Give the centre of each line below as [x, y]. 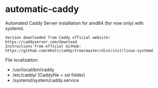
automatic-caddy [42, 9]
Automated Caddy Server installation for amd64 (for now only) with [74, 23]
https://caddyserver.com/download [41, 42]
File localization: [22, 60]
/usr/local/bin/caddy [33, 69]
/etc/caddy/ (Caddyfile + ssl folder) [49, 75]
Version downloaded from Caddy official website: [58, 37]
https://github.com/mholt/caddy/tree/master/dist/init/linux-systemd [79, 50]
